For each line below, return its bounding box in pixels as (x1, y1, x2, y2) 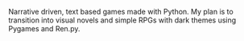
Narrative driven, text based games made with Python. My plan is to (8, 7, 234, 16)
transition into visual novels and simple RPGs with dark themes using (8, 15, 237, 25)
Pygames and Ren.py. (8, 24, 81, 33)
